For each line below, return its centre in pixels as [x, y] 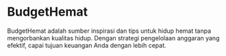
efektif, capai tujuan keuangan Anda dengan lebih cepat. [87, 45]
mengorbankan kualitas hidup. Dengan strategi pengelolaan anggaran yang [113, 38]
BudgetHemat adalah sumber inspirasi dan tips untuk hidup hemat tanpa [109, 31]
